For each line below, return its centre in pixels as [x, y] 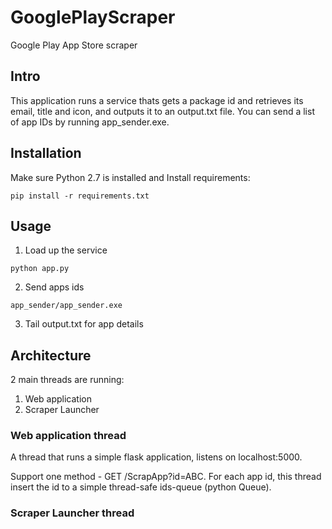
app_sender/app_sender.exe [66, 306]
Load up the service [66, 250]
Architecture [51, 355]
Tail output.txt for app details [84, 324]
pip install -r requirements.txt [80, 196]
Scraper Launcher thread [72, 513]
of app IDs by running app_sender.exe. [90, 122]
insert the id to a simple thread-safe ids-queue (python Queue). [141, 487]
